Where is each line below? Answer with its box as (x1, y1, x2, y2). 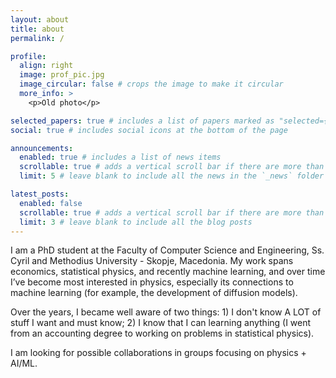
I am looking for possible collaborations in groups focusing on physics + (10, 347, 307, 359)
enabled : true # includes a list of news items (19, 152, 222, 163)
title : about (10, 24, 65, 34)
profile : (10, 51, 47, 61)
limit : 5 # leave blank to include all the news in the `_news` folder (19, 171, 325, 181)
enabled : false (19, 198, 83, 208)
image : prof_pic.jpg (19, 70, 105, 80)
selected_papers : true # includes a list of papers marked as (10, 116, 275, 126)
